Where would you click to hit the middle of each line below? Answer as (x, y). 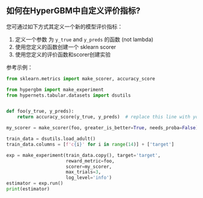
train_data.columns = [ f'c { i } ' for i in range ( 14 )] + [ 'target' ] (90, 144)
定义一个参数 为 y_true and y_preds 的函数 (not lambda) (84, 39)
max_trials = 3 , (83, 172)
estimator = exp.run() (35, 184)
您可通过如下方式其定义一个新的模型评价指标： (64, 27)
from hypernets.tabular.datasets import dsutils (69, 95)
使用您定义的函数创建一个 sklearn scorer (66, 46)
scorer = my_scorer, (89, 167)
